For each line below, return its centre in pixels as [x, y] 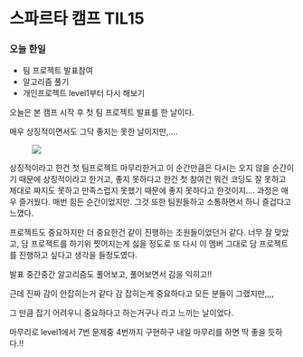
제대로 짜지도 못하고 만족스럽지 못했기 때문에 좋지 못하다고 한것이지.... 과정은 [144, 190]
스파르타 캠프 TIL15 [77, 19]
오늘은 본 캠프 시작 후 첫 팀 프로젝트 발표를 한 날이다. [102, 112]
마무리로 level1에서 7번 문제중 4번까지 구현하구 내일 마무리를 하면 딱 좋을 [138, 333]
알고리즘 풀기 [46, 82]
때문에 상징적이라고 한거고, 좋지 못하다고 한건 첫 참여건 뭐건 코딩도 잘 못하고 [152, 179]
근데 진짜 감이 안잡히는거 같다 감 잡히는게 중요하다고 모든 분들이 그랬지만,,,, [142, 294]
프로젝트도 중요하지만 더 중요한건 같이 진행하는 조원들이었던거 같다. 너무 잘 [141, 233]
